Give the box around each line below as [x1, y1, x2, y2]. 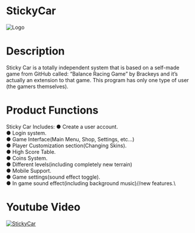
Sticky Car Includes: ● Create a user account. [6, 123, 118, 130]
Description [6, 44, 65, 58]
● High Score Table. [6, 148, 56, 155]
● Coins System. [6, 154, 48, 161]
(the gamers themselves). [6, 83, 69, 90]
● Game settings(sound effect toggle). [6, 173, 100, 180]
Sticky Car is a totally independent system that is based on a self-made [6, 64, 180, 71]
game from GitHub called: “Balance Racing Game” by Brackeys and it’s [6, 70, 178, 77]
